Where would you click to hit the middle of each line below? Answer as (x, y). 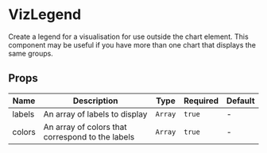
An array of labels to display (95, 114)
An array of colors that (85, 127)
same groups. (31, 53)
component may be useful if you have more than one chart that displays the (132, 44)
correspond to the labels (89, 136)
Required (201, 101)
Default (240, 101)
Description (95, 101)
